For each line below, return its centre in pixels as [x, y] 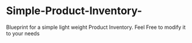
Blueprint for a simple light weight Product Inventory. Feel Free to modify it [96, 27]
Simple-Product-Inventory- [74, 11]
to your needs [23, 33]
